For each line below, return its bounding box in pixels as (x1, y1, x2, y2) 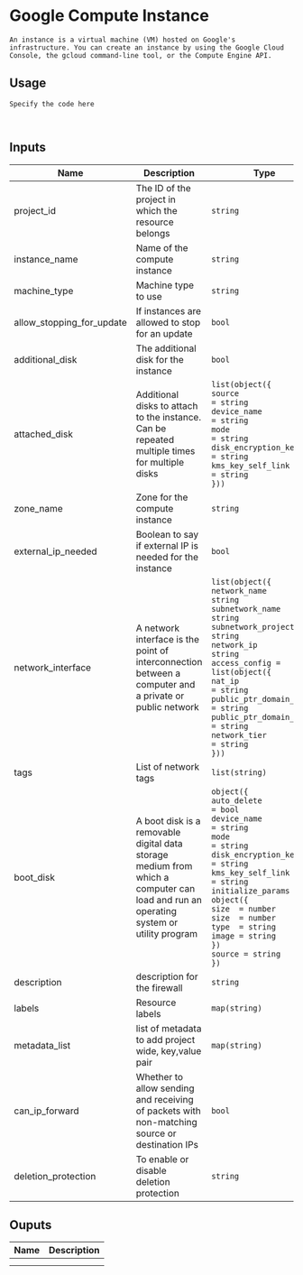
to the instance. (135, 411, 201, 423)
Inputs (9, 140, 47, 155)
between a (135, 667, 181, 679)
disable (135, 1164, 167, 1177)
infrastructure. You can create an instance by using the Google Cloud (9, 42, 284, 52)
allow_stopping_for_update (14, 316, 128, 328)
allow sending (135, 1082, 195, 1095)
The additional (135, 342, 197, 355)
